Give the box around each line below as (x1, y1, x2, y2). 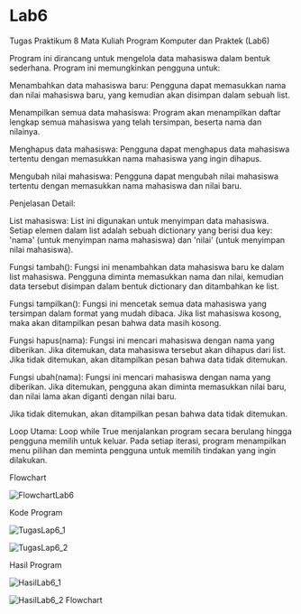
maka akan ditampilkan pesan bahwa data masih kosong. (9, 317, 222, 328)
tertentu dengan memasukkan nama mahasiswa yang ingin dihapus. (9, 153, 262, 163)
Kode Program (9, 507, 63, 517)
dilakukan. (9, 454, 48, 465)
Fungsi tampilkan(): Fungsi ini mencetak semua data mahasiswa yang (9, 298, 268, 309)
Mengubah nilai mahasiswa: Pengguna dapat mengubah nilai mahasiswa (9, 171, 279, 181)
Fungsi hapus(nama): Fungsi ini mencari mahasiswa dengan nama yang (9, 335, 275, 346)
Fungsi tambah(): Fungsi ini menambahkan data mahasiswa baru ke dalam (9, 261, 285, 272)
